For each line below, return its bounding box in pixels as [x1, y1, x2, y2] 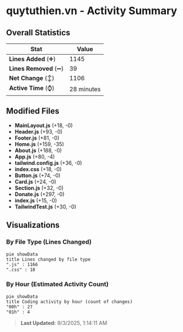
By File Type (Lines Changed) [6, 238, 92, 246]
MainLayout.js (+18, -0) [14, 122, 73, 129]
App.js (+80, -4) [14, 153, 55, 160]
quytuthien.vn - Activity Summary [6, 4, 178, 18]
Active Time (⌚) [9, 84, 55, 92]
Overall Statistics [6, 28, 71, 38]
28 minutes [69, 85, 101, 93]
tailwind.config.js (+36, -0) [14, 159, 82, 166]
